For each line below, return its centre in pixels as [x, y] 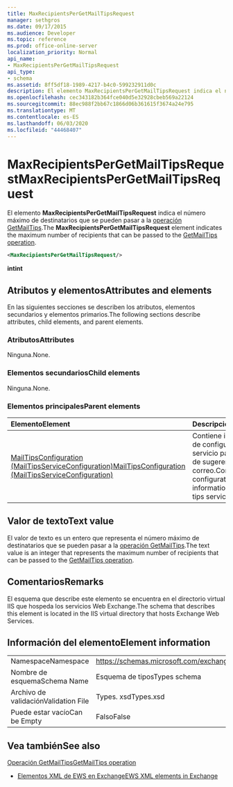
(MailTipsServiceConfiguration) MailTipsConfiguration [98, 466]
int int [15, 269]
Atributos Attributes [41, 340]
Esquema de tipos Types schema [149, 677]
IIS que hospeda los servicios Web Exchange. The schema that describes [111, 606]
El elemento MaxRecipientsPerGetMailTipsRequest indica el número [106, 213]
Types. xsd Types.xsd [130, 697]
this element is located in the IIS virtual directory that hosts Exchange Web [113, 613]
